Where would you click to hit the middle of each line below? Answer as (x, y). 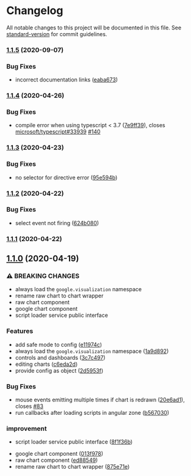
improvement (27, 428)
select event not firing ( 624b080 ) (57, 223)
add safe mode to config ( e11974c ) (59, 344)
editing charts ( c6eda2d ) (46, 364)
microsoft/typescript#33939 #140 (58, 132)
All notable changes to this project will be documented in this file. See (94, 28)
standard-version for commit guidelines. (57, 34)
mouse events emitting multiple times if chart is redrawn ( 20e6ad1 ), (100, 400)
